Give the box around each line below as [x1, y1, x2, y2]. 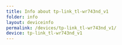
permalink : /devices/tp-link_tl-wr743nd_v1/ [6, 25, 117, 31]
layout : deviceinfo [6, 19, 54, 25]
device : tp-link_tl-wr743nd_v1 [6, 30, 83, 36]
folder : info [6, 14, 38, 20]
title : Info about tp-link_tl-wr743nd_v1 [6, 8, 109, 15]
